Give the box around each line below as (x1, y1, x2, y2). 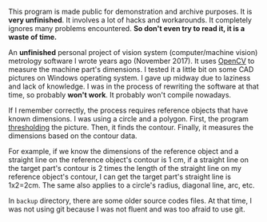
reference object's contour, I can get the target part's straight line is (8, 172, 232, 181)
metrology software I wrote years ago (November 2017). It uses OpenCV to (8, 56, 255, 65)
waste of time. (8, 32, 58, 42)
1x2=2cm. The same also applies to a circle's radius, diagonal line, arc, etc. (8, 180, 255, 190)
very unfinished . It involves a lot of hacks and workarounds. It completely (8, 15, 252, 25)
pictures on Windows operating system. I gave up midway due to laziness (8, 73, 251, 82)
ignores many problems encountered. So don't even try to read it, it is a (8, 24, 245, 33)
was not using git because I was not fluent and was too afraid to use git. (8, 204, 245, 214)
